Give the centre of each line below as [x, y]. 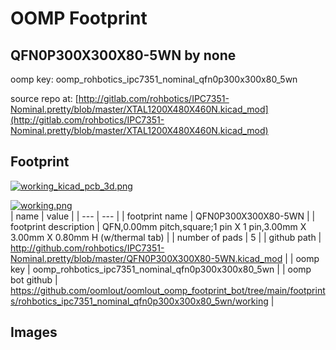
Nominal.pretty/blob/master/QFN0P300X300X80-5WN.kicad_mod [146, 258]
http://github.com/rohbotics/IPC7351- [87, 248]
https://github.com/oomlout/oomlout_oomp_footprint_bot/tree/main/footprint [168, 290]
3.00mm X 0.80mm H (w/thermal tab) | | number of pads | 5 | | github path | [166, 237]
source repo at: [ [44, 98]
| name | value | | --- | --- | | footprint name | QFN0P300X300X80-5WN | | [163, 216]
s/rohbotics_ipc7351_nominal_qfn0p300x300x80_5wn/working [139, 301]
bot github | [34, 279]
